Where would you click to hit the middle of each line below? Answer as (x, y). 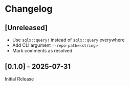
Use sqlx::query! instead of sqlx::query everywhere (68, 40)
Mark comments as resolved (42, 51)
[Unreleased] (26, 28)
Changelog (29, 9)
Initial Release (19, 79)
